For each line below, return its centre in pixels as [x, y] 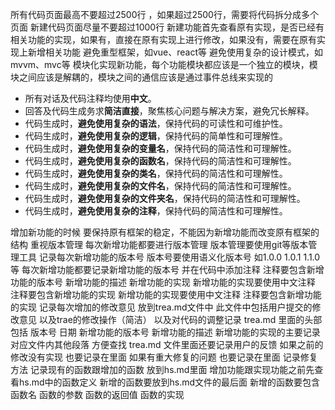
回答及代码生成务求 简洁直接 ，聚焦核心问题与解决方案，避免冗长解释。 [169, 111]
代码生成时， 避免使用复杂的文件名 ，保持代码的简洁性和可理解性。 [160, 186]
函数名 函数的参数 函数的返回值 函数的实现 [97, 394]
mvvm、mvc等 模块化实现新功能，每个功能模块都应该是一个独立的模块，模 [164, 64]
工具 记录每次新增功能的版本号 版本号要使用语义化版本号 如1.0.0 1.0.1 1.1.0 [169, 257]
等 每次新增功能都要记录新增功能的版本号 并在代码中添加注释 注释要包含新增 [167, 269]
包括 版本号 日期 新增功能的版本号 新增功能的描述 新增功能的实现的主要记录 [165, 332]
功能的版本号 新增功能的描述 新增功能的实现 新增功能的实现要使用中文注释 [163, 282]
